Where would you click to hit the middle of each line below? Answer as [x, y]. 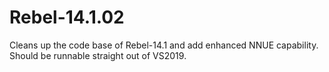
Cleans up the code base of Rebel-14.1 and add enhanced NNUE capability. [164, 45]
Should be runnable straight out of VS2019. [98, 55]
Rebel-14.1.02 [67, 17]
